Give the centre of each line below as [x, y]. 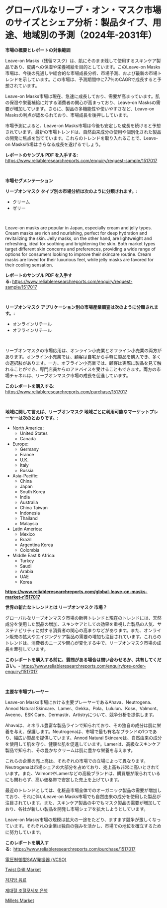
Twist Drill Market [23, 870]
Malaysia [29, 523]
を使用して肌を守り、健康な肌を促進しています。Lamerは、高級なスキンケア [83, 744]
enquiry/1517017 [22, 671]
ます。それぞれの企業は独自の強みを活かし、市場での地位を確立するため [87, 826]
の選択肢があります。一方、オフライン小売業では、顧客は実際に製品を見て [81, 363]
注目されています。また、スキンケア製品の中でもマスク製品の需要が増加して [83, 803]
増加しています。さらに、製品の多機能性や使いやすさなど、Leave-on [84, 108]
